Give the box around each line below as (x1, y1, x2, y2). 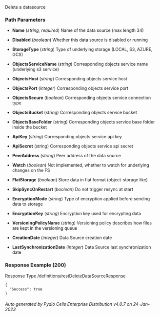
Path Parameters (5, 16, 45, 23)
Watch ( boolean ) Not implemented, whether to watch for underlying (12, 162, 150, 168)
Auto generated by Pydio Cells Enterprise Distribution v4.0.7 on (5, 301, 132, 307)
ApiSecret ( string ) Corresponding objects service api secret (12, 143, 133, 149)
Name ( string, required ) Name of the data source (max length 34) (12, 27, 144, 33)
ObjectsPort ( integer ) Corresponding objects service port (12, 85, 128, 91)
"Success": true (9, 287, 42, 292)
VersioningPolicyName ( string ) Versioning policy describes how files (12, 220, 152, 226)
